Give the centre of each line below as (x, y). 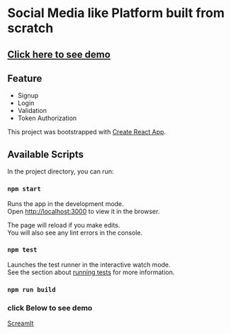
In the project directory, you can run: (61, 171)
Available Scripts (45, 154)
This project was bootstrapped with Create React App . (87, 132)
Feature (25, 79)
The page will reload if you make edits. (64, 225)
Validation (32, 111)
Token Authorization (47, 118)
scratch (30, 28)
